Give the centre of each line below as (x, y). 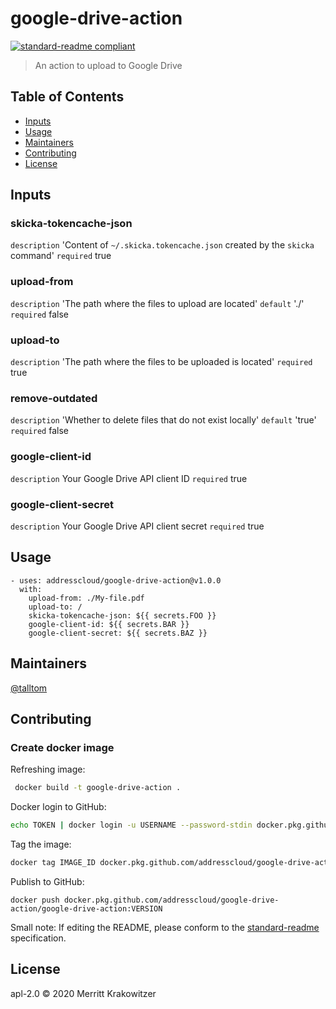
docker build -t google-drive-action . (98, 788)
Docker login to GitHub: (58, 807)
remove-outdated (54, 398)
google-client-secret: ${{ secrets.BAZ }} (118, 633)
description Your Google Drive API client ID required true (129, 478)
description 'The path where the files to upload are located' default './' (157, 303)
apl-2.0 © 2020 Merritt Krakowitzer (83, 993)
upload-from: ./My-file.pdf (86, 598)
